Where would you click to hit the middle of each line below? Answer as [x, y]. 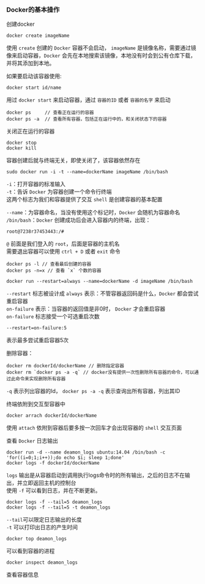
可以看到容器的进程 [31, 551]
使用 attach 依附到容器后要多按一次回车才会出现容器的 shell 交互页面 [94, 428]
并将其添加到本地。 [31, 63]
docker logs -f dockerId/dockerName [53, 463]
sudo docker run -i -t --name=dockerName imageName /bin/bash [87, 172]
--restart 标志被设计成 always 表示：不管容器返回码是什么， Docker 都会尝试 [102, 294]
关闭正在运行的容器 [31, 131]
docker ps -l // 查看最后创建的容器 [49, 264]
